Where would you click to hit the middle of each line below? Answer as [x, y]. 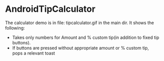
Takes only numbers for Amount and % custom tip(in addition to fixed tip [86, 37]
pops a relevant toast [34, 53]
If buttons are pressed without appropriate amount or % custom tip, [81, 48]
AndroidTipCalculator [50, 9]
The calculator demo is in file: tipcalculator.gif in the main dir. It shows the [80, 23]
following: [15, 28]
